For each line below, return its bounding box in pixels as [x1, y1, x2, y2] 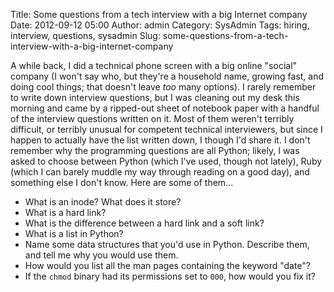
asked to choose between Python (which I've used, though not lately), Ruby [10, 155, 323, 167]
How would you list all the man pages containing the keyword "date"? [24, 260, 312, 271]
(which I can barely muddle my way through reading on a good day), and [10, 166, 310, 178]
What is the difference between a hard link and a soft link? [24, 217, 265, 229]
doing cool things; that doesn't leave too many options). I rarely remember [10, 81, 317, 93]
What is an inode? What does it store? [24, 196, 182, 208]
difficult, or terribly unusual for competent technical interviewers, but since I [10, 124, 323, 135]
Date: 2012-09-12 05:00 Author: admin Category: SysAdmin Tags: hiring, [10, 19, 310, 31]
